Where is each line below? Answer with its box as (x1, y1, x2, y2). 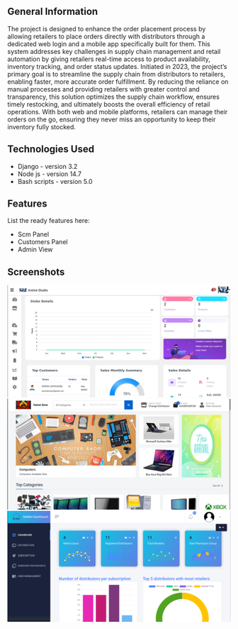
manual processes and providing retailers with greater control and (7, 84, 200, 93)
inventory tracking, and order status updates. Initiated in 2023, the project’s (7, 62, 227, 70)
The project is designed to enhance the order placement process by (7, 24, 206, 33)
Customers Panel (17, 238, 69, 246)
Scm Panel (17, 230, 50, 239)
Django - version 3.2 (17, 162, 78, 170)
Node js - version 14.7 (17, 170, 81, 178)
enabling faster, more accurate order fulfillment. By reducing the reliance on (7, 77, 229, 86)
